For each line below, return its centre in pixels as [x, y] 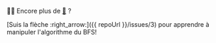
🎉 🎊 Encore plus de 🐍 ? [39, 11]
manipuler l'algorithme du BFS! [52, 32]
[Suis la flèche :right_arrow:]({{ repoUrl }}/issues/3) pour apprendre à [108, 24]
